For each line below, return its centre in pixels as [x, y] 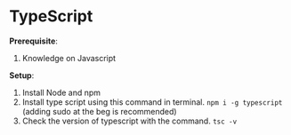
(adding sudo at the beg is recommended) [99, 111]
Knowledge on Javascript [69, 58]
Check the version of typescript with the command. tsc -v [129, 121]
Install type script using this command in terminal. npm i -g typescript [152, 102]
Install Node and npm [61, 92]
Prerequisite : [33, 41]
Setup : [22, 75]
